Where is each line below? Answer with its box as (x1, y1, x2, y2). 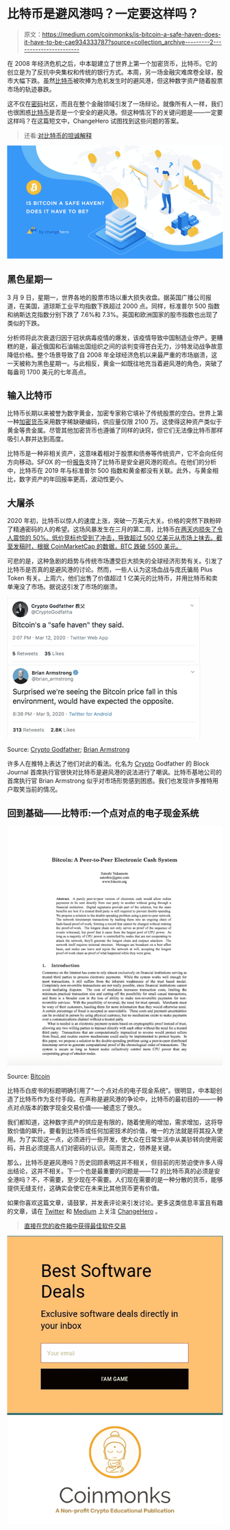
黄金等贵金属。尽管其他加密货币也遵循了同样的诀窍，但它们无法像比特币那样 (7, 426, 223, 435)
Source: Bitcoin (7, 1072, 50, 1080)
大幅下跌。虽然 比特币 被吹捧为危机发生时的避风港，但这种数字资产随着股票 (12, 76, 223, 84)
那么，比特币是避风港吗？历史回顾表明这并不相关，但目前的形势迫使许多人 (7, 1158, 217, 1167)
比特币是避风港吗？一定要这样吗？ (7, 6, 200, 22)
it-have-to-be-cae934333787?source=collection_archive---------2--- (23, 38, 222, 46)
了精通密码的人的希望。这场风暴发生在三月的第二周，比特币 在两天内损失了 (7, 525, 217, 533)
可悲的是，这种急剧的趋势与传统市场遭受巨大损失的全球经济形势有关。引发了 (7, 557, 223, 566)
